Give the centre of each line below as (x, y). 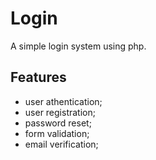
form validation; (57, 133)
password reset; (58, 123)
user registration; (60, 112)
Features (38, 77)
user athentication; (63, 101)
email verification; (61, 144)
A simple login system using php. (78, 46)
